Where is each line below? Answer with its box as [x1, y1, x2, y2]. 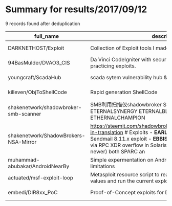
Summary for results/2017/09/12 [5, 4, 147, 15]
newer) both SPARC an [90, 148, 145, 155]
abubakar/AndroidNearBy [8, 163, 70, 170]
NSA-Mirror [8, 138, 37, 145]
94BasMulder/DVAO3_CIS [8, 59, 70, 66]
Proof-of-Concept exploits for [90, 189, 164, 196]
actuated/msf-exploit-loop [8, 174, 73, 181]
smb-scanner [8, 110, 41, 117]
